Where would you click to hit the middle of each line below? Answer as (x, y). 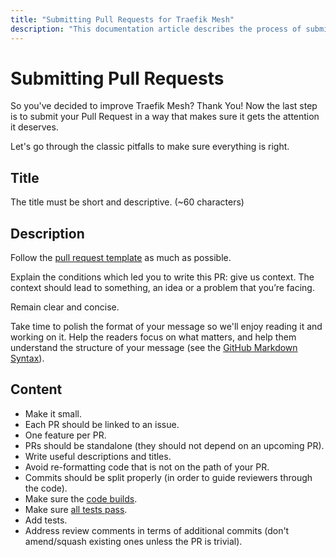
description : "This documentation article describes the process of (156, 29)
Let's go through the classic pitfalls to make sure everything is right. (150, 147)
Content (36, 389)
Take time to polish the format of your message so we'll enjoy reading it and (166, 327)
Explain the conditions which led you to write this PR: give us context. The (162, 277)
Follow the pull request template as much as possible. (121, 258)
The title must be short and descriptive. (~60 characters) (127, 202)
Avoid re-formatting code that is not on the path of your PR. (147, 467)
